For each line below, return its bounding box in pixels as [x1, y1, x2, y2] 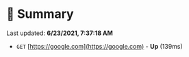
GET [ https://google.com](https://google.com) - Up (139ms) [16, 42, 183, 50]
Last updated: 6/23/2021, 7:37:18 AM [6, 29, 114, 37]
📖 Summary [6, 6, 74, 22]
